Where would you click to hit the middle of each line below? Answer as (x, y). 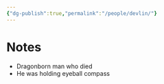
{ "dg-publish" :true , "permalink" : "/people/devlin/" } (82, 13)
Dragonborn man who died (55, 66)
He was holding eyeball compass (63, 73)
